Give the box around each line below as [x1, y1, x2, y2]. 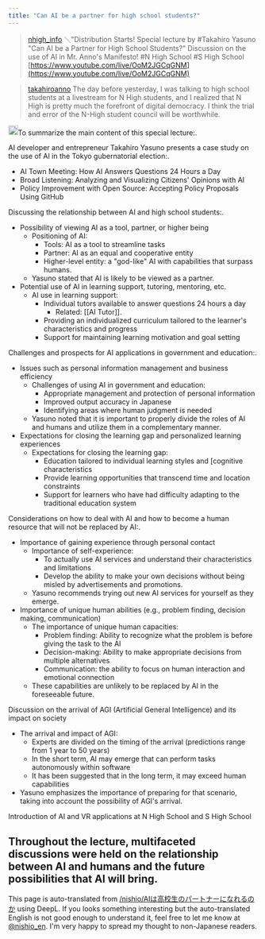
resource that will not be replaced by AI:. [8, 522, 141, 532]
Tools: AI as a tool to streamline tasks [43, 240, 166, 249]
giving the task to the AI [43, 639, 121, 648]
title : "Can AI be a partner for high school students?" [8, 11, 201, 20]
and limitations [43, 563, 92, 573]
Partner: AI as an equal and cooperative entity [43, 248, 194, 258]
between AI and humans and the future [8, 860, 205, 873]
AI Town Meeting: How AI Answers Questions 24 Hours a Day [19, 167, 221, 176]
